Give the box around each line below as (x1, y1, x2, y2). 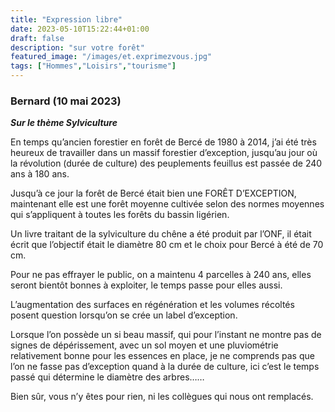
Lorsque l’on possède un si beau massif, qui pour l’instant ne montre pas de (10, 329, 322, 341)
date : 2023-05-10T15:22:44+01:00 (10, 24, 150, 34)
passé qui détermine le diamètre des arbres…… (10, 371, 205, 383)
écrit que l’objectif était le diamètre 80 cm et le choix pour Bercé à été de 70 (10, 239, 324, 251)
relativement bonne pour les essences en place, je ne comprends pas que (10, 350, 315, 362)
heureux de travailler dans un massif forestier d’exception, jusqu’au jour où (10, 147, 318, 159)
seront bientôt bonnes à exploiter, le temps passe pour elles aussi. (10, 279, 283, 291)
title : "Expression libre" (10, 14, 123, 25)
